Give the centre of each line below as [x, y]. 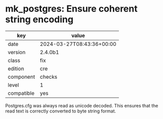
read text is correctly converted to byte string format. [61, 111]
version [17, 52]
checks [48, 77]
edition [16, 69]
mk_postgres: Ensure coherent [71, 9]
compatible [21, 93]
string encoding [39, 19]
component [22, 77]
